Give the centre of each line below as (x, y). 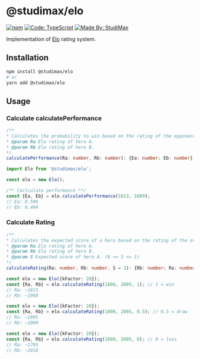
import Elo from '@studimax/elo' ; (49, 169)
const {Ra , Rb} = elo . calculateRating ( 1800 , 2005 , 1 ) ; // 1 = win (90, 284)
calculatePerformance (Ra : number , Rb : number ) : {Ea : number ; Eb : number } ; (101, 158)
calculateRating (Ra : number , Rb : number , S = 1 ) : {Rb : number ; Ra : (92, 268)
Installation (27, 58)
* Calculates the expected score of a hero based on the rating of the (97, 240)
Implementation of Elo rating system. (51, 39)
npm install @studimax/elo (40, 72)
